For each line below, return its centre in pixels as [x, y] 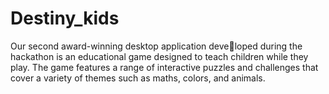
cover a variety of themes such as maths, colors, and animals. [138, 78]
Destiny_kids [65, 18]
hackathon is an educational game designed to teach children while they [159, 56]
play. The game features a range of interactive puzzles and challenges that [164, 67]
